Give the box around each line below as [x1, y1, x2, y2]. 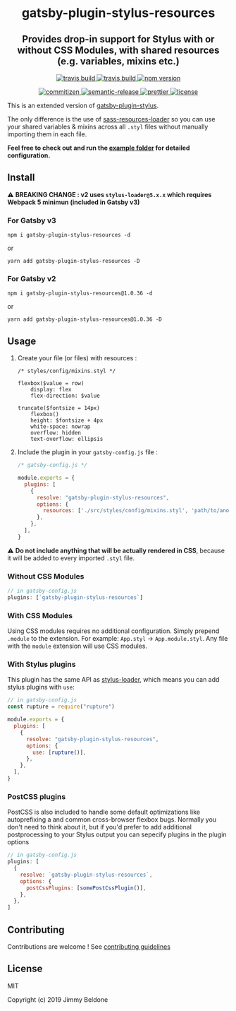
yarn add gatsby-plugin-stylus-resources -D [7, 258, 140, 265]
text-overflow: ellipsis [30, 436, 104, 443]
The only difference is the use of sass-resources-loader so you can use [7, 115, 216, 123]
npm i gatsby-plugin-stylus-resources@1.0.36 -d [7, 290, 153, 297]
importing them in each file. [7, 130, 87, 138]
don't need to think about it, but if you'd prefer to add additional [7, 823, 192, 832]
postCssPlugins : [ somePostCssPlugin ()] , [25, 885, 147, 892]
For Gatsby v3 [7, 215, 56, 225]
